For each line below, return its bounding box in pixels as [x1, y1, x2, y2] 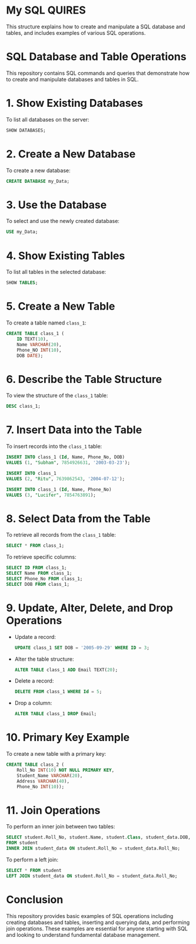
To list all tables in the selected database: [6, 268, 107, 276]
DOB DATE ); [16, 352, 44, 359]
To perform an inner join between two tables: [6, 823, 115, 830]
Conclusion [6, 893, 64, 906]
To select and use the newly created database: [6, 218, 119, 225]
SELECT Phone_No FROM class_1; [6, 576, 83, 582]
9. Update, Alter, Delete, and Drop [6, 601, 174, 614]
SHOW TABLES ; [6, 280, 38, 286]
